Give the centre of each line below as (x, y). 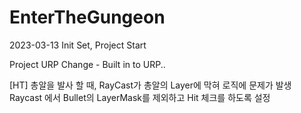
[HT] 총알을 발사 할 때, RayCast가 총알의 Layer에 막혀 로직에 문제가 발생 (150, 85)
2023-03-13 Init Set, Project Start (78, 45)
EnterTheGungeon (87, 17)
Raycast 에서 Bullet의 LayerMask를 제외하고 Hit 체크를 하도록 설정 (140, 97)
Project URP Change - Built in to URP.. (87, 64)
